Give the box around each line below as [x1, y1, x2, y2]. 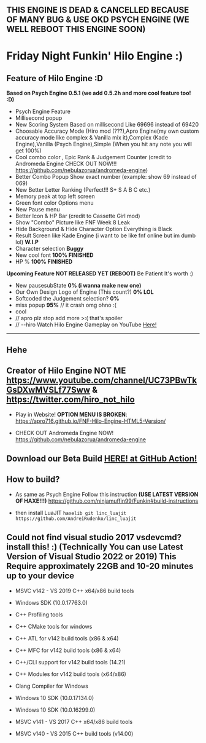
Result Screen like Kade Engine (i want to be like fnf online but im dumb [15, 232, 196, 239]
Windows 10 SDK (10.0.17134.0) [15, 694, 94, 701]
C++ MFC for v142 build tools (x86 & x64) [15, 647, 121, 654]
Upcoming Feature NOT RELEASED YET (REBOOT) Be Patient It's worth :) [6, 270, 194, 277]
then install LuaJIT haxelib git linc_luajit [15, 509, 127, 516]
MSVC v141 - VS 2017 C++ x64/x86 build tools [15, 718, 133, 725]
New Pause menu [15, 206, 60, 213]
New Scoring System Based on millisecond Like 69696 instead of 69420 [15, 121, 199, 128]
